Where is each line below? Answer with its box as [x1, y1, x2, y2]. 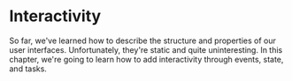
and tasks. [9, 63, 47, 74]
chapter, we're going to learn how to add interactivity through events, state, [9, 54, 284, 64]
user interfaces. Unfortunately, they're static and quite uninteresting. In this [9, 44, 283, 55]
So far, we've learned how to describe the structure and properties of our [9, 35, 276, 46]
